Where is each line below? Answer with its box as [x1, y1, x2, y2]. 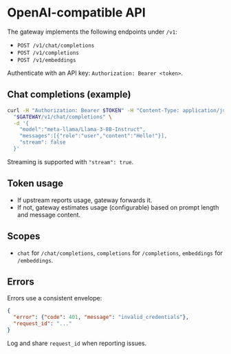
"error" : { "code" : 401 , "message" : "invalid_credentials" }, [13, 314, 189, 321]
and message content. [16, 210, 81, 219]
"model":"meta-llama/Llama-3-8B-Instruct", [19, 126, 146, 133]
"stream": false [19, 139, 67, 146]
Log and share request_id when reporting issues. [7, 339, 147, 347]
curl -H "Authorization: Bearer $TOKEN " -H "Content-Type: [7, 107, 180, 114]
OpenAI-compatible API [7, 5, 146, 21]
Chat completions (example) [7, 89, 131, 100]
